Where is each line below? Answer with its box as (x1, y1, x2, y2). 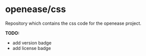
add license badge (12, 45, 51, 51)
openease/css (5, 4, 66, 15)
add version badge (12, 39, 52, 46)
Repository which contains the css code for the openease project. (5, 20, 141, 26)
